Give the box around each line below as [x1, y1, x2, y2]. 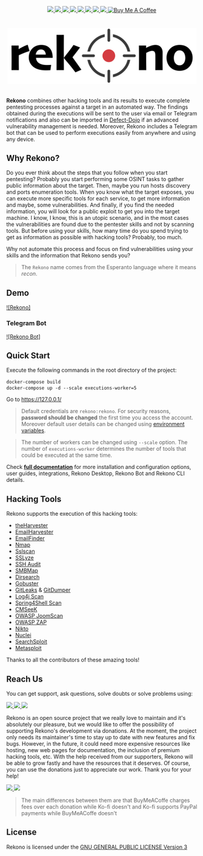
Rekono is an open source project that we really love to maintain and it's [6, 714, 186, 722]
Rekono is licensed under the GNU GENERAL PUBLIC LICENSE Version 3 [6, 843, 188, 851]
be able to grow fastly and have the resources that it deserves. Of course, [6, 759, 190, 767]
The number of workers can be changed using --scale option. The [21, 439, 188, 446]
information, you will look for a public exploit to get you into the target [6, 208, 180, 215]
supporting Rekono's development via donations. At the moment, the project [6, 727, 197, 734]
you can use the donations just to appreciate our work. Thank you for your [6, 766, 192, 773]
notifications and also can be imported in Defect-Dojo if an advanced [6, 116, 179, 123]
